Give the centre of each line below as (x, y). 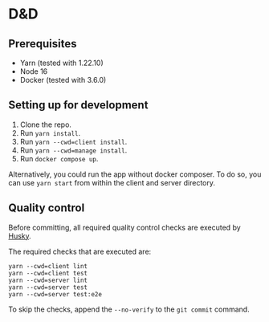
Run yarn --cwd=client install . (73, 141)
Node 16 (34, 71)
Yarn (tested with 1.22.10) (61, 63)
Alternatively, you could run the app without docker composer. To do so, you (135, 174)
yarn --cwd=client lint (48, 266)
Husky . (20, 236)
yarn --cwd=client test (48, 273)
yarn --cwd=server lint (48, 280)
